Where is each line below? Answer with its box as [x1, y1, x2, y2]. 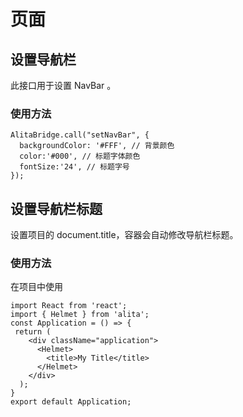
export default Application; [10, 397, 132, 407]
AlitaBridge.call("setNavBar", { [10, 130, 150, 140]
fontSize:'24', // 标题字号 [19, 162, 130, 172]
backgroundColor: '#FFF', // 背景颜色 [19, 141, 175, 151]
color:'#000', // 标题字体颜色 [19, 151, 141, 162]
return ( [14, 327, 52, 337]
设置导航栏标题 [10, 200, 103, 217]
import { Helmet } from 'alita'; [10, 310, 150, 320]
